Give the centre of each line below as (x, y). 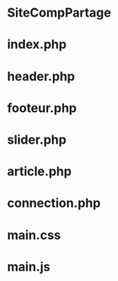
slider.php (37, 139)
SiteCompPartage (59, 13)
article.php (39, 172)
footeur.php (42, 108)
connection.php (54, 203)
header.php (41, 76)
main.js (29, 267)
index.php (37, 45)
